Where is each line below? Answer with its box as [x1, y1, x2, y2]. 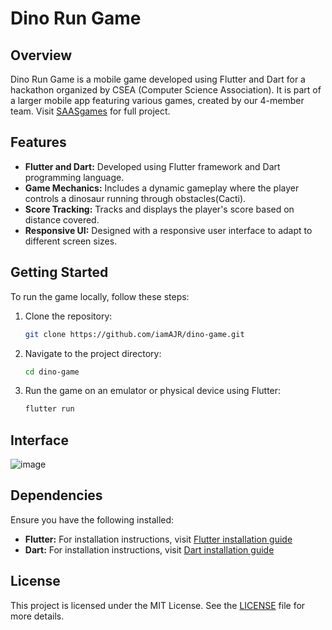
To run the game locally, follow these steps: [10, 290, 190, 302]
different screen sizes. [24, 235, 118, 247]
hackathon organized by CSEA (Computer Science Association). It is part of [10, 84, 322, 96]
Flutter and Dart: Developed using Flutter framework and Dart [24, 160, 281, 172]
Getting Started [10, 264, 109, 281]
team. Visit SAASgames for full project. [10, 105, 171, 117]
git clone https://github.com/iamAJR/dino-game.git [24, 329, 245, 339]
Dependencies [10, 487, 103, 504]
